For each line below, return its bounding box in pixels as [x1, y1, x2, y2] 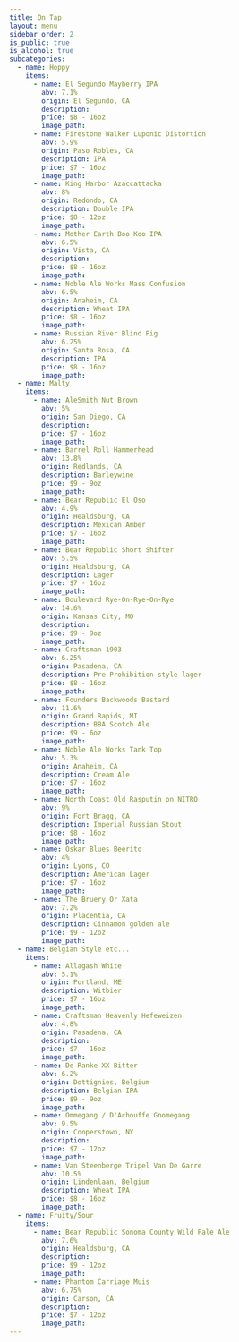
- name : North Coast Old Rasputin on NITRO [32, 795, 199, 804]
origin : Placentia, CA [41, 912, 126, 921]
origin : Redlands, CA [41, 463, 123, 471]
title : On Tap [9, 13, 63, 22]
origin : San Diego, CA [41, 412, 126, 421]
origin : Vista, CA [41, 246, 110, 255]
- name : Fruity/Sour [17, 1210, 94, 1219]
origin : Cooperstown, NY [41, 1128, 134, 1137]
